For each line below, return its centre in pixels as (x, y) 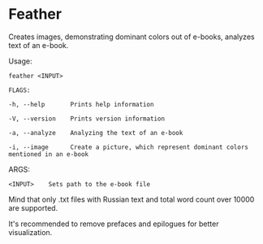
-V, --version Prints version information (86, 119)
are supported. (33, 207)
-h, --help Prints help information (81, 104)
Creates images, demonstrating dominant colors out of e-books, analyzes (131, 37)
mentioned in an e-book (49, 154)
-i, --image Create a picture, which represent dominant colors (129, 147)
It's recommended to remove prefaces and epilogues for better (114, 224)
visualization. (30, 232)
